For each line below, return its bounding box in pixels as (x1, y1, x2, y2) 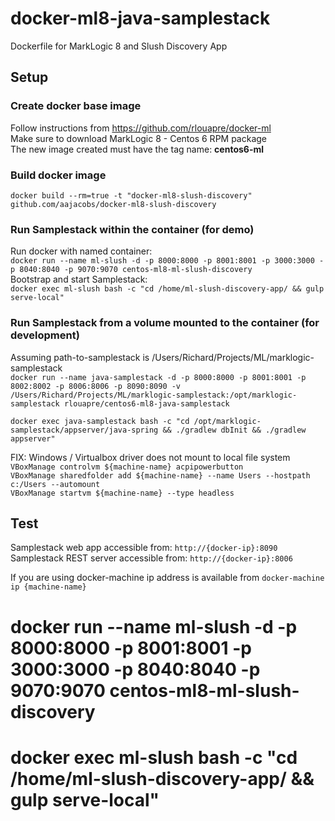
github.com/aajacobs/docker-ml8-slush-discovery (10, 199, 217, 209)
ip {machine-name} (10, 582, 87, 592)
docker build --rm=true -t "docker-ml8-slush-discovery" (10, 190, 253, 201)
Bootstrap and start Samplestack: (10, 273, 148, 286)
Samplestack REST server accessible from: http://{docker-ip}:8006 (10, 552, 293, 564)
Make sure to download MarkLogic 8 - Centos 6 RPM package (10, 132, 268, 144)
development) (10, 328, 80, 342)
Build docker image (10, 168, 107, 182)
